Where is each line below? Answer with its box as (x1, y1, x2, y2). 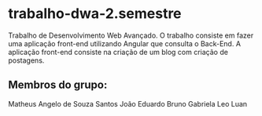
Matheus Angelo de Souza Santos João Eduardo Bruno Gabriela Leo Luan (8, 99, 248, 108)
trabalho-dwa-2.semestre (8, 5, 183, 23)
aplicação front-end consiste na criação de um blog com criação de (8, 47, 228, 56)
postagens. (8, 56, 45, 65)
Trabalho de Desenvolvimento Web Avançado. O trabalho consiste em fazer (8, 31, 254, 40)
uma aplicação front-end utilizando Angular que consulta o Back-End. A (8, 38, 242, 48)
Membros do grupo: (8, 78, 108, 92)
